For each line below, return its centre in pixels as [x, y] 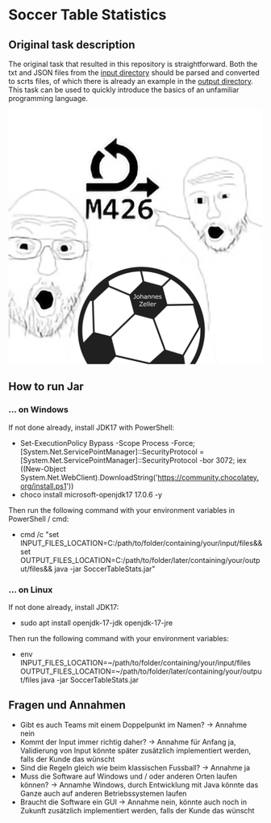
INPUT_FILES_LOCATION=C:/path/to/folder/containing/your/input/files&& [141, 543]
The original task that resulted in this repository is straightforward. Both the [133, 64]
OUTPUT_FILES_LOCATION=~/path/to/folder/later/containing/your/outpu [141, 671]
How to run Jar [46, 386]
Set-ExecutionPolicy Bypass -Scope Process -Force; [108, 443]
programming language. [48, 98]
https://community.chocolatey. [208, 477]
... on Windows [38, 409]
